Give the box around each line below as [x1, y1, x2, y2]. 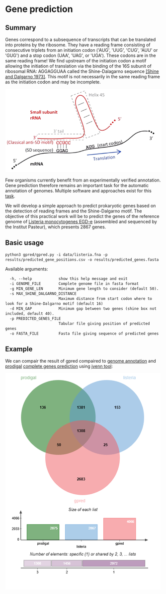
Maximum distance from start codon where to [58, 296, 153, 301]
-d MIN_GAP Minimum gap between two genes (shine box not [9, 306, 157, 311]
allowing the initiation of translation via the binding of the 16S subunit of [5, 63, 152, 69]
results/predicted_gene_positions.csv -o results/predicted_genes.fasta [5, 257, 159, 262]
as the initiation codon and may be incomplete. [5, 79, 101, 85]
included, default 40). [5, 311, 55, 316]
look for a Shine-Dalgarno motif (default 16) [5, 301, 103, 306]
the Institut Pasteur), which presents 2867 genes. [5, 224, 106, 230]
